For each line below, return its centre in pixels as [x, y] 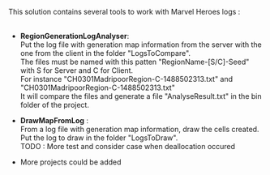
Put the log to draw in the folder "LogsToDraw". [99, 138]
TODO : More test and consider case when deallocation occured [128, 146]
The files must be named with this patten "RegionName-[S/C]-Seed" [135, 62]
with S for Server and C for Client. [77, 70]
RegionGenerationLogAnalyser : [75, 36]
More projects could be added [71, 162]
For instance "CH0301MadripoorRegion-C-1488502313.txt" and [126, 79]
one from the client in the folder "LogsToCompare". [105, 53]
